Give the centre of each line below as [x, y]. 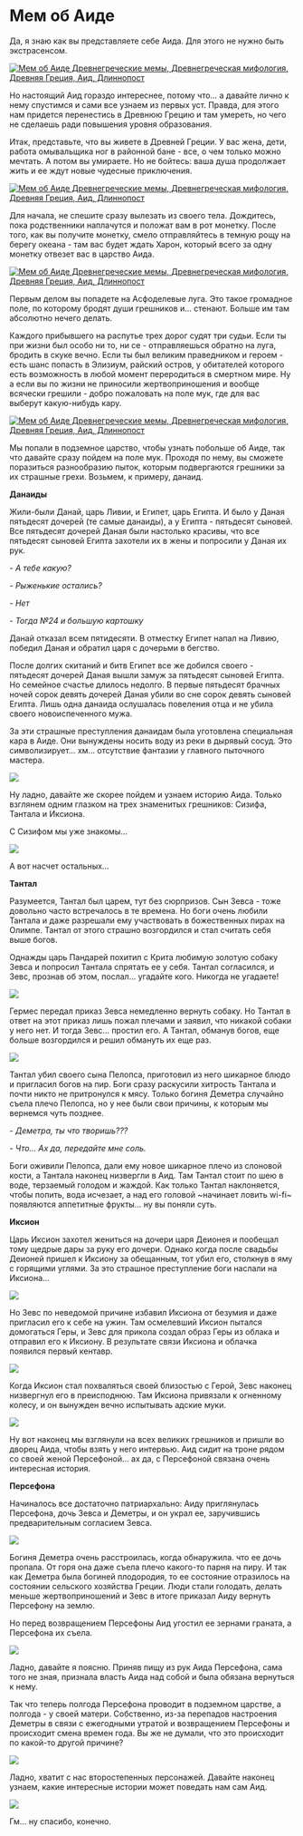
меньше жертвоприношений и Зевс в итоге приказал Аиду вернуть [140, 1596]
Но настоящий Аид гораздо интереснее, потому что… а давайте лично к [149, 95]
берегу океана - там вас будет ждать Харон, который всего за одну [141, 244]
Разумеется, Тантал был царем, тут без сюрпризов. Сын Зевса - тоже [145, 901]
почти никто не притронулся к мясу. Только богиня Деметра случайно [147, 1093]
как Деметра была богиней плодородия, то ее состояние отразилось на [150, 1576]
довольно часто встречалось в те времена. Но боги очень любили [139, 910]
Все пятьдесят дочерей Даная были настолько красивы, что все [135, 530]
